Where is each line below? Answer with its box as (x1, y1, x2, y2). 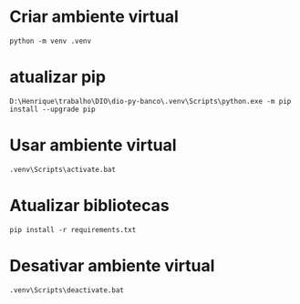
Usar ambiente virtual (9, 135, 177, 156)
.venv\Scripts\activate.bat (9, 165, 117, 174)
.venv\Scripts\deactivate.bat (9, 285, 125, 295)
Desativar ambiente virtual (9, 255, 215, 276)
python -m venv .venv (9, 36, 92, 46)
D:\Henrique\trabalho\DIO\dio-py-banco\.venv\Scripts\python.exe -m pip (9, 96, 292, 106)
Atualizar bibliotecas (9, 196, 171, 216)
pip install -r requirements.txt (9, 225, 137, 234)
